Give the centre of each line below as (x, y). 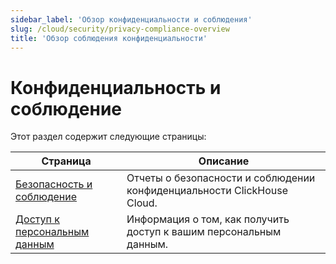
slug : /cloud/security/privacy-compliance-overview (120, 29)
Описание (224, 161)
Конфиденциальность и (116, 87)
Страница (66, 161)
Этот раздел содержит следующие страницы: (108, 137)
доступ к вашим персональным (204, 232)
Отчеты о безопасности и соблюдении (221, 178)
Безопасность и (54, 184)
